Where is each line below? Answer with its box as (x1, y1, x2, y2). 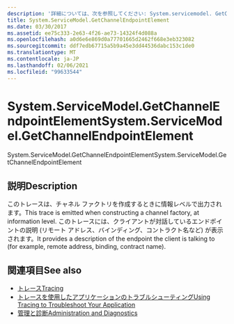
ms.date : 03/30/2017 (7, 23, 68, 30)
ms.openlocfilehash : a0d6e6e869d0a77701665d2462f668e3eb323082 (7, 36, 195, 43)
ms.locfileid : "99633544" (7, 68, 82, 75)
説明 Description (7, 180, 78, 192)
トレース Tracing (17, 284, 64, 293)
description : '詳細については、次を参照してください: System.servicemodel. (7, 10, 212, 17)
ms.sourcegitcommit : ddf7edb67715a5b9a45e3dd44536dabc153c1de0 (7, 42, 195, 49)
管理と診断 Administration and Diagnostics (17, 309, 138, 317)
